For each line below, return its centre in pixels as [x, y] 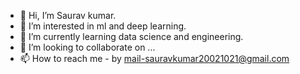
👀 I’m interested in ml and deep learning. [103, 26]
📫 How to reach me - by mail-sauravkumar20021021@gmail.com [154, 58]
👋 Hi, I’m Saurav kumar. [68, 15]
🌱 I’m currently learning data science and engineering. [131, 36]
